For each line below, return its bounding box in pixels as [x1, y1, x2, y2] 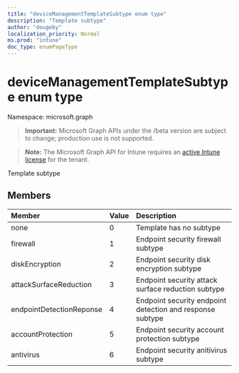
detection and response [136, 304, 216, 314]
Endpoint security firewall [136, 234, 222, 244]
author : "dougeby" [7, 23, 62, 31]
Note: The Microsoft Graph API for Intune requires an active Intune [24, 147, 221, 156]
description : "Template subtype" [7, 17, 107, 24]
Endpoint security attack [136, 275, 218, 285]
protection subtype [136, 333, 200, 343]
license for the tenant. [24, 155, 90, 163]
